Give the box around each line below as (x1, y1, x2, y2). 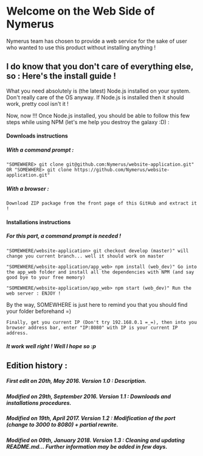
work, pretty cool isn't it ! (6, 100, 69, 107)
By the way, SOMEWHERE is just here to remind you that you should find (6, 301, 188, 308)
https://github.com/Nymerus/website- (74, 167, 170, 173)
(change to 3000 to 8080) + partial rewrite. (6, 421, 119, 429)
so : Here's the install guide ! (6, 71, 117, 82)
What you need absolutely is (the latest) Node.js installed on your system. (6, 87, 191, 94)
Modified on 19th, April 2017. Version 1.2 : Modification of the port (6, 415, 176, 422)
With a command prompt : (6, 146, 74, 153)
